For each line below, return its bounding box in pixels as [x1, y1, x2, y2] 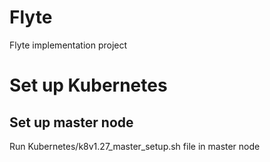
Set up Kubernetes [9, 74, 168, 97]
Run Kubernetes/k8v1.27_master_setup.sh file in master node [9, 140, 261, 152]
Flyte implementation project [9, 39, 128, 51]
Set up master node [9, 114, 134, 131]
